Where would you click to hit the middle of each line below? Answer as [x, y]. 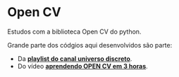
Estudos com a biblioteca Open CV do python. [74, 31]
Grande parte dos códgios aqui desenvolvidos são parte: [90, 45]
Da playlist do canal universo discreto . [75, 58]
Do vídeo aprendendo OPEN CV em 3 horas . [82, 66]
